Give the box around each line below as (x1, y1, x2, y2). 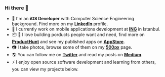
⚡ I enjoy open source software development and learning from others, (11, 59, 156, 65)
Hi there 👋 (4, 4, 29, 11)
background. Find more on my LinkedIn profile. (11, 21, 108, 27)
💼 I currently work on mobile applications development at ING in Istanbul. (11, 26, 161, 32)
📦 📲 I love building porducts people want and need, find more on (11, 32, 145, 38)
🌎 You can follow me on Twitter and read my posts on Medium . (11, 52, 143, 58)
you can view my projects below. (11, 66, 79, 72)
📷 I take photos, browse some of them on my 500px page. (11, 44, 132, 50)
